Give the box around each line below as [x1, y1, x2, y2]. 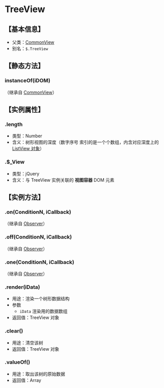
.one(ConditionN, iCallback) [5, 258, 74, 265]
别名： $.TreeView [12, 45, 48, 51]
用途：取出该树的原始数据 [12, 371, 65, 377]
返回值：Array [12, 377, 41, 383]
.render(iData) [5, 284, 41, 291]
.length [5, 121, 23, 128]
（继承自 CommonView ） [5, 89, 57, 95]
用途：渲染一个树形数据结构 [12, 296, 70, 302]
